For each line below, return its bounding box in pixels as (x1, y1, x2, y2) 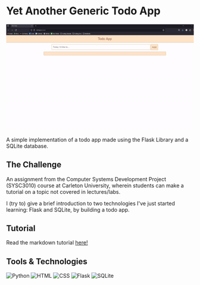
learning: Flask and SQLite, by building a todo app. (6, 206, 130, 213)
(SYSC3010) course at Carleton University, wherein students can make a (6, 182, 185, 189)
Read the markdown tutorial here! (6, 239, 88, 246)
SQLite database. (6, 142, 49, 150)
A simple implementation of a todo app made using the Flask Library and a (6, 136, 189, 143)
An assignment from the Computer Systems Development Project (6, 175, 167, 182)
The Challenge (6, 160, 62, 170)
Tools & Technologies (6, 256, 87, 267)
